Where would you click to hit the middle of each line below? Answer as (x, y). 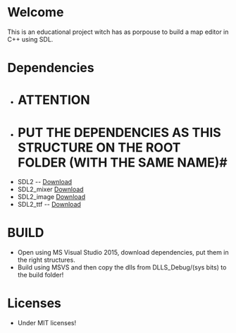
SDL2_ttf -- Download (49, 205)
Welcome (36, 12)
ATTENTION (54, 100)
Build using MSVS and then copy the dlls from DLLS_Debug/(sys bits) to (122, 267)
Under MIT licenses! (46, 323)
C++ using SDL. (30, 39)
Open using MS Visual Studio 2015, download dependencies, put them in (123, 253)
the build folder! (41, 275)
